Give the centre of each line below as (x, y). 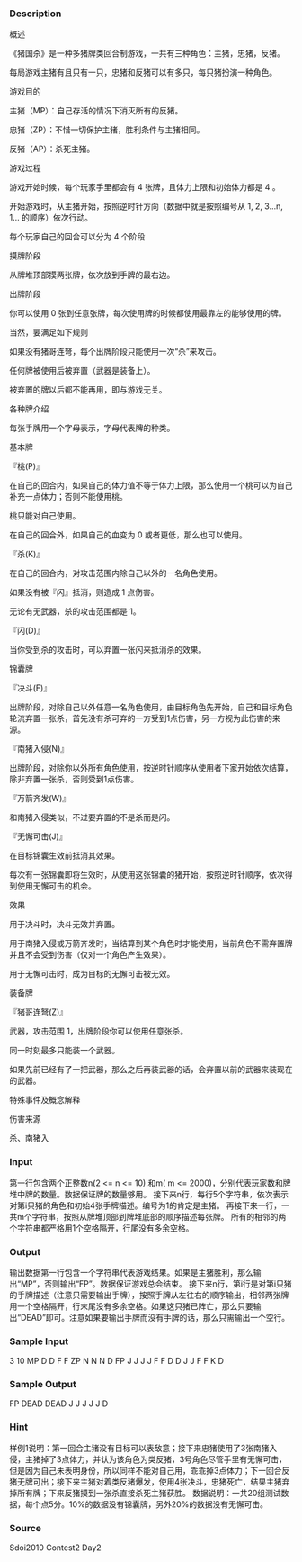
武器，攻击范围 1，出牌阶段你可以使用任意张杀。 (99, 1031)
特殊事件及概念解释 (45, 1100)
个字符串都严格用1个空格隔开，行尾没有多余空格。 (102, 1228)
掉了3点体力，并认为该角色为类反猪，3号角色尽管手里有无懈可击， (164, 1459)
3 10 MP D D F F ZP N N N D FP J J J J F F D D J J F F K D (117, 1361)
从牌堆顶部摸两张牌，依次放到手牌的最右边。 (92, 275)
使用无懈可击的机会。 (56, 886)
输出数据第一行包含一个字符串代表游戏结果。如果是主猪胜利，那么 (131, 1272)
